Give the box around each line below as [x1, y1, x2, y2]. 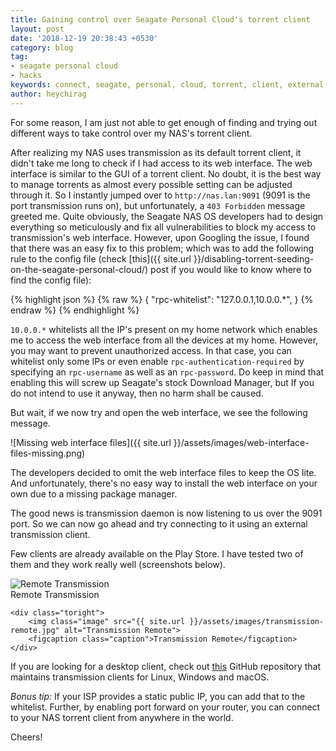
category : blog [10, 42, 74, 53]
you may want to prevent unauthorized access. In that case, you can [10, 344, 292, 356]
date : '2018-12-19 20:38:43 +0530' [10, 33, 159, 43]
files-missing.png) [10, 447, 86, 459]
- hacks [10, 71, 43, 81]
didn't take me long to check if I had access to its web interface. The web [10, 157, 313, 169]
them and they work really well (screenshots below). [10, 558, 226, 570]
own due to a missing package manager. [10, 487, 178, 500]
